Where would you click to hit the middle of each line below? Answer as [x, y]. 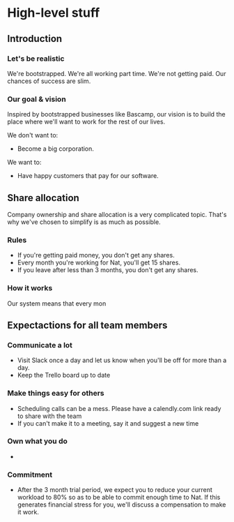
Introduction [35, 39]
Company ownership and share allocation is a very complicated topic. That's [117, 214]
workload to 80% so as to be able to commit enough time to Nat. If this [119, 498]
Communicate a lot [40, 345]
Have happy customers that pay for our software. [88, 176]
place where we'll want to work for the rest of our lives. [86, 122]
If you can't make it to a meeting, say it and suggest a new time [108, 423]
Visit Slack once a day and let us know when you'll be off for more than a [122, 360]
